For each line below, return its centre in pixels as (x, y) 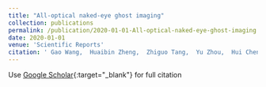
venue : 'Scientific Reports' (56, 45)
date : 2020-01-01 (37, 38)
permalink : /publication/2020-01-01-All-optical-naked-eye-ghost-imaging (133, 30)
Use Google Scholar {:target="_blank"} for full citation (95, 75)
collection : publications (51, 23)
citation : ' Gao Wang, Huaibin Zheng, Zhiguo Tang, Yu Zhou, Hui (125, 52)
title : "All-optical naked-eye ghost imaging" (86, 15)
